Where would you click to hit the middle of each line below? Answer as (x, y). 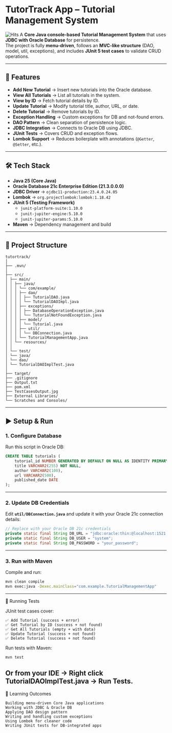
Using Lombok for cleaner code (39, 721)
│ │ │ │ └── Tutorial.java (34, 324)
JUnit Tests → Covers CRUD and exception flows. (66, 133)
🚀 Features (23, 77)
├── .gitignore (21, 378)
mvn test (15, 658)
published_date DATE (36, 480)
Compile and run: (24, 572)
